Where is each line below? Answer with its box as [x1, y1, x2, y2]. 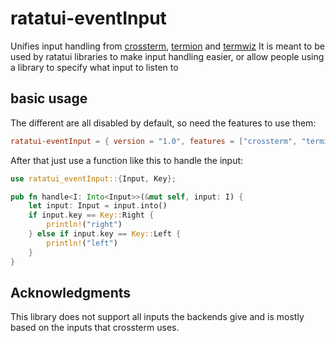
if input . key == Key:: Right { [28, 210, 155, 221]
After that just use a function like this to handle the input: [10, 154, 244, 166]
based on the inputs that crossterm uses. [10, 322, 180, 334]
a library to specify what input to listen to [10, 61, 179, 73]
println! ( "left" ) [46, 238, 118, 248]
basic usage [10, 90, 88, 107]
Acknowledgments [10, 284, 132, 301]
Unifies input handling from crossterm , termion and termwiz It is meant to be [10, 40, 325, 52]
